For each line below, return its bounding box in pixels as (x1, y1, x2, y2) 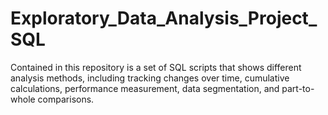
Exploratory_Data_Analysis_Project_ (10, 7, 318, 30)
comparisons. (37, 93, 95, 105)
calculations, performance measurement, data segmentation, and (10, 82, 280, 94)
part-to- (281, 82, 315, 94)
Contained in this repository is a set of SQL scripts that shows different (10, 61, 302, 73)
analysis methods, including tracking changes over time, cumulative (10, 72, 290, 84)
